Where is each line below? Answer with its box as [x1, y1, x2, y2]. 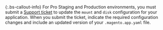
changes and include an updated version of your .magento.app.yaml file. [5, 19, 151, 25]
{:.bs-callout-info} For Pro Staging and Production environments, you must [5, 4, 156, 10]
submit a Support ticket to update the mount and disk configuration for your [5, 9, 158, 15]
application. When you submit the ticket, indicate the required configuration [5, 15, 159, 20]
